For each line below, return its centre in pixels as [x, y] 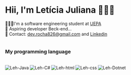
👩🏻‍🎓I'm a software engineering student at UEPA [53, 24]
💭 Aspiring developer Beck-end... [38, 28]
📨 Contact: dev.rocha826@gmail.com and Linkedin [56, 34]
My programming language [38, 52]
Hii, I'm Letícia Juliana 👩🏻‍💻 [60, 10]
